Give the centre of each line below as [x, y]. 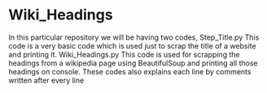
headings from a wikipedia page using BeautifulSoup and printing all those [133, 63]
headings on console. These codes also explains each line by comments [130, 71]
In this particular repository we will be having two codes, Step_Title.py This [134, 37]
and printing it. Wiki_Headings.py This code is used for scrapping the [124, 54]
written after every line [46, 80]
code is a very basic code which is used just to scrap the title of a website [132, 45]
